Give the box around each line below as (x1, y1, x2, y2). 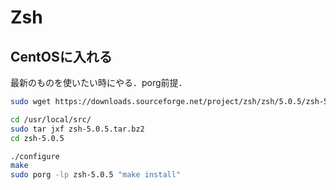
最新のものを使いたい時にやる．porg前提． (10, 77, 188, 88)
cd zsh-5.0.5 (10, 133, 65, 143)
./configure (10, 151, 60, 161)
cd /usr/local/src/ (10, 114, 92, 125)
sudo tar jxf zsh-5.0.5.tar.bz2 (10, 124, 145, 134)
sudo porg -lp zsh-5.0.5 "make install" (10, 170, 182, 180)
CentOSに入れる (10, 48, 113, 65)
